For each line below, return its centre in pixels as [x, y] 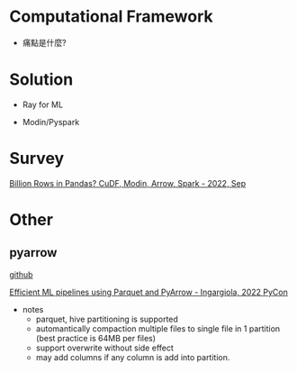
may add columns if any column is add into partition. [133, 357]
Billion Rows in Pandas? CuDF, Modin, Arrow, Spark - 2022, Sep [128, 183]
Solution [41, 80]
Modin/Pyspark [51, 122]
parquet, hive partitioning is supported [107, 319]
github [21, 274]
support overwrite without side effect [104, 348]
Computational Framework [111, 17]
